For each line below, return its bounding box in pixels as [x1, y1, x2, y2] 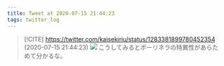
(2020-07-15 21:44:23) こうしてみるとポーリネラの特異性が [23, 43, 201, 51]
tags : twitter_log [7, 16, 60, 23]
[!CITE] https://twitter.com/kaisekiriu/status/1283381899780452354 [23, 35, 216, 43]
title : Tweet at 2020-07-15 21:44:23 [7, 10, 115, 17]
